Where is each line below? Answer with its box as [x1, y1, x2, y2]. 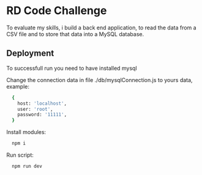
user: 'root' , [17, 106, 53, 112]
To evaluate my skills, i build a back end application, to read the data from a [6, 24, 197, 31]
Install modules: [6, 128, 47, 136]
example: [6, 83, 29, 90]
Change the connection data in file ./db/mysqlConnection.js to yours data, [6, 76, 193, 83]
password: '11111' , [17, 111, 67, 118]
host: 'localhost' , [17, 100, 67, 106]
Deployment [6, 48, 54, 59]
